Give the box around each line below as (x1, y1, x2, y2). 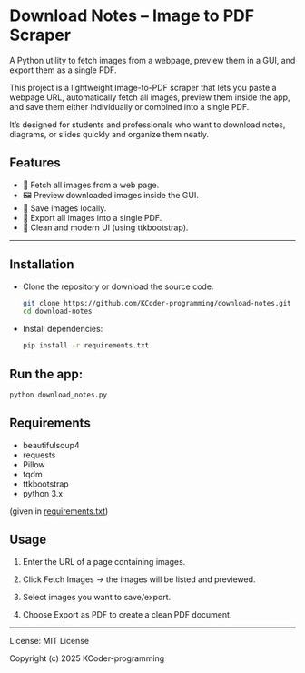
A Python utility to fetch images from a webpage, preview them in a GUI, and (9, 55, 296, 65)
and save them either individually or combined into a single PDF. (9, 101, 250, 112)
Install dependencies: (22, 324, 103, 335)
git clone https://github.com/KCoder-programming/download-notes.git (22, 298, 292, 307)
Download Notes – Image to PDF (9, 5, 255, 26)
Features (9, 156, 61, 171)
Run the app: (9, 366, 84, 382)
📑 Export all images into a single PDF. (22, 212, 162, 223)
